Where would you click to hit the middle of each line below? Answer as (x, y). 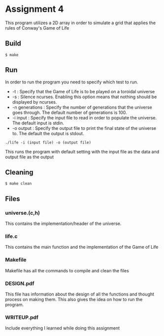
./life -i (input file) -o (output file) (48, 142)
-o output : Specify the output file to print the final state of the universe (84, 128)
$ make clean (18, 184)
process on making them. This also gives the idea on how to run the (74, 299)
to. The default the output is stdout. (48, 133)
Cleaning (19, 172)
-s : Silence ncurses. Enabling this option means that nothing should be (84, 97)
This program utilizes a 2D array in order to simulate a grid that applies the (81, 23)
